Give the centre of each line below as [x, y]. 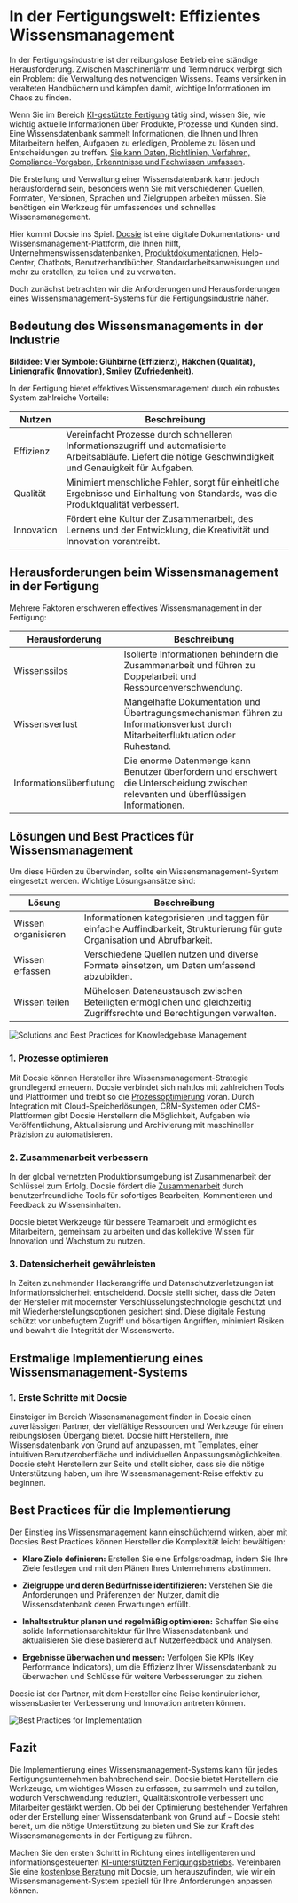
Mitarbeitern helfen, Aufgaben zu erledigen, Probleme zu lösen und [132, 143]
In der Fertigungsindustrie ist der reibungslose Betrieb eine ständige [134, 59]
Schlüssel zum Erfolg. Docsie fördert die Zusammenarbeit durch [126, 1186]
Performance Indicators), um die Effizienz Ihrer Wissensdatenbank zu [149, 1667]
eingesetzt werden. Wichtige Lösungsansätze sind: [102, 881]
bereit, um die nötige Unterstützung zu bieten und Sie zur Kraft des [132, 1826]
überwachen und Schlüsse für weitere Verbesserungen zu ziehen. [143, 1676]
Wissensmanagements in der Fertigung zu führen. [101, 1836]
